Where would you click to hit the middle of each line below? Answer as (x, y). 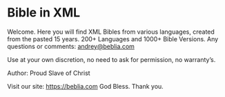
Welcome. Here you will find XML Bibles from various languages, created (111, 32)
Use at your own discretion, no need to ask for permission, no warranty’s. (111, 59)
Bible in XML (44, 13)
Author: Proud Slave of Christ (49, 73)
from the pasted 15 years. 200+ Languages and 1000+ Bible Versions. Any (113, 39)
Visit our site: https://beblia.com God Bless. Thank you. (85, 86)
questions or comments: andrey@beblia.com (71, 46)
